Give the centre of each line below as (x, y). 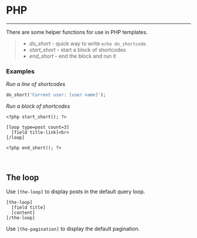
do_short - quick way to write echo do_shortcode (88, 43)
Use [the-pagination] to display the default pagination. (73, 229)
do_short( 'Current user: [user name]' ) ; (56, 95)
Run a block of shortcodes (38, 106)
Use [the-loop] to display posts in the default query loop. (76, 191)
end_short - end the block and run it (72, 56)
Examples (21, 71)
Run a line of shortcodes (36, 84)
